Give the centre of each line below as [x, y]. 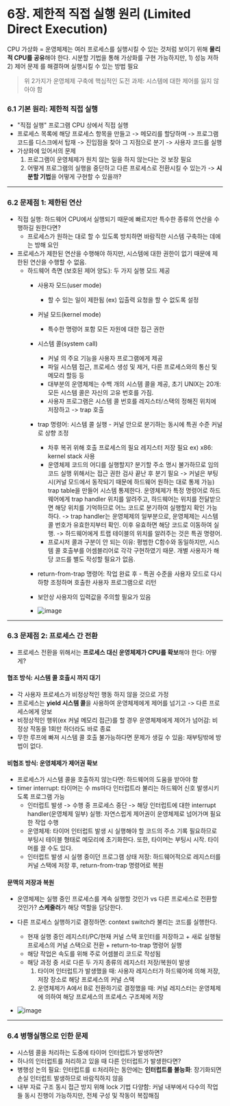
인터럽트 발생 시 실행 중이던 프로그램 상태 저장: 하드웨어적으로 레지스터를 [124, 857]
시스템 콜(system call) [67, 343]
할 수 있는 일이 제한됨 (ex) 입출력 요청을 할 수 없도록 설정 [123, 300]
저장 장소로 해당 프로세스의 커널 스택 [86, 980]
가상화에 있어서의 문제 [47, 151]
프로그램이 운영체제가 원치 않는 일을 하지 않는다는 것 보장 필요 [109, 159]
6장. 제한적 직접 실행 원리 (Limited [99, 14]
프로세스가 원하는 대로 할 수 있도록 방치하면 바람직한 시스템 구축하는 [118, 236]
